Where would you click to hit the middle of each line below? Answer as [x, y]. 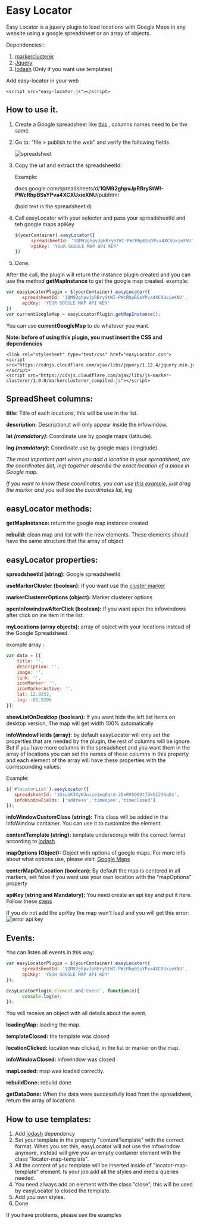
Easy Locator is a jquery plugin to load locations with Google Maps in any [96, 27]
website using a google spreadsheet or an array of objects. [79, 33]
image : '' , [30, 672]
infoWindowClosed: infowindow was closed [61, 1059]
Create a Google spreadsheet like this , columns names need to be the [101, 124]
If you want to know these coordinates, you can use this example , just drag [99, 483]
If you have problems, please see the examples [64, 1215]
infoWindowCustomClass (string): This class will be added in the [87, 817]
